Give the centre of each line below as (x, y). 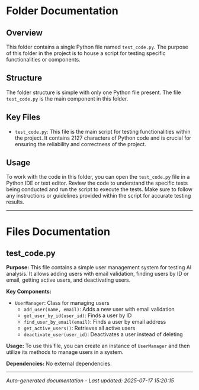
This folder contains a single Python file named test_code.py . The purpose (97, 47)
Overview (25, 33)
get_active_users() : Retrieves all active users (79, 328)
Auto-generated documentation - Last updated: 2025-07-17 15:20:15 (90, 381)
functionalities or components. (44, 59)
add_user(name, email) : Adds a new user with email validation (99, 310)
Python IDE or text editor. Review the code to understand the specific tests (97, 183)
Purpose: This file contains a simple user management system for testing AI (99, 267)
